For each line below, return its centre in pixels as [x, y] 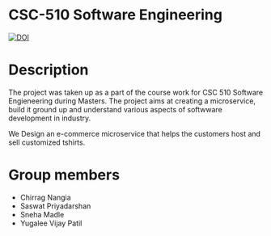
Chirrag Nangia [45, 197]
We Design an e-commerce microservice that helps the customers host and [135, 133]
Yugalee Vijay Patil [51, 223]
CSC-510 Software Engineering [115, 15]
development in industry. [50, 118]
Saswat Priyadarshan [55, 206]
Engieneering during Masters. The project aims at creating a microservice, [132, 101]
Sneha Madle [42, 214]
